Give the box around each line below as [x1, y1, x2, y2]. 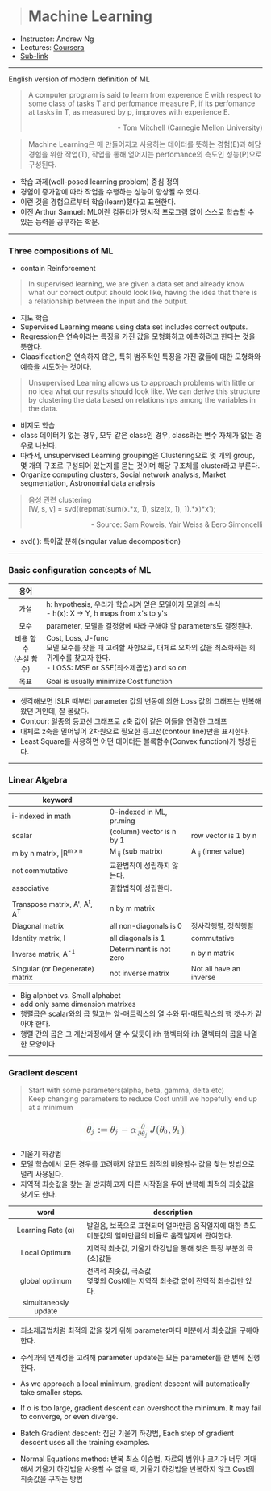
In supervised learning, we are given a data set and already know [27, 279, 245, 289]
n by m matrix [109, 904, 156, 913]
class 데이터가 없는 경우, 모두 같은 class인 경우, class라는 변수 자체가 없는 [19, 431, 254, 441]
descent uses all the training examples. [19, 1437, 151, 1447]
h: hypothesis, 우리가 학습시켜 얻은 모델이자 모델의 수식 [45, 599, 221, 609]
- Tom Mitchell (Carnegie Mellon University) [117, 123, 263, 132]
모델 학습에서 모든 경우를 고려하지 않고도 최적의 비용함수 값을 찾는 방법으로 [19, 1159, 256, 1168]
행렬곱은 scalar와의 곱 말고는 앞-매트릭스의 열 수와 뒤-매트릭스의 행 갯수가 [19, 1009, 254, 1018]
